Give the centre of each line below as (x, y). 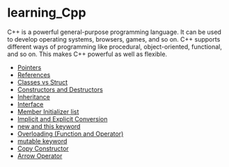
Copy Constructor (43, 148)
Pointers (29, 67)
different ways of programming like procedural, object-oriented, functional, (115, 46)
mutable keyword (42, 141)
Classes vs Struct (42, 82)
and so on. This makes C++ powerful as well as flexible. (87, 54)
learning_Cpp (47, 13)
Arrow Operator (40, 156)
